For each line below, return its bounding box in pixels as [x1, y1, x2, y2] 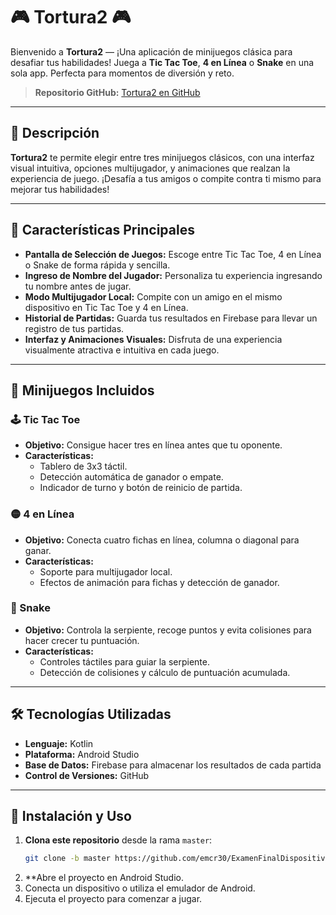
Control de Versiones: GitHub [24, 769, 150, 781]
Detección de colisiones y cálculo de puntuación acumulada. [39, 666, 291, 678]
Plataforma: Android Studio [24, 748, 140, 760]
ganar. [24, 544, 52, 556]
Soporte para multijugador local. [39, 565, 173, 578]
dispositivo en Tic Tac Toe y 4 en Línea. [24, 301, 189, 313]
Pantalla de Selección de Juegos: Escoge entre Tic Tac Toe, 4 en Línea [24, 248, 322, 260]
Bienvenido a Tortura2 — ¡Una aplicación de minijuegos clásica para [10, 45, 293, 58]
